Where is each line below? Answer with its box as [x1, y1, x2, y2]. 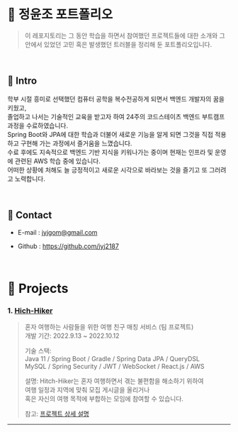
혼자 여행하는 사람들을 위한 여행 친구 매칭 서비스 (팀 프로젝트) [24, 323, 194, 331]
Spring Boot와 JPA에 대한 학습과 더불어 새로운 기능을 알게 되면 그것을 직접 [7, 130, 214, 138]
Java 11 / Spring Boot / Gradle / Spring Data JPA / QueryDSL [24, 355, 200, 363]
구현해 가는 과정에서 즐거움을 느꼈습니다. [20, 139, 132, 148]
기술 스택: [24, 347, 52, 355]
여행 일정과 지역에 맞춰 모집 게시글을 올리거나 [24, 386, 150, 394]
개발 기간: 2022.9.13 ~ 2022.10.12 [24, 331, 120, 340]
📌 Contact [7, 209, 52, 221]
